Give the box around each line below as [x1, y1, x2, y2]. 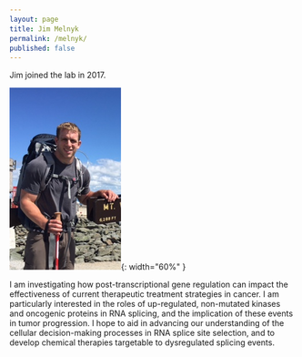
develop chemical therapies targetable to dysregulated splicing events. [9, 337, 276, 348]
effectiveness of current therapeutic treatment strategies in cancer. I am [9, 289, 279, 300]
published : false [9, 44, 75, 53]
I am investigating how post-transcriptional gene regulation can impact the [9, 279, 289, 291]
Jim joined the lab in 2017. [9, 69, 106, 81]
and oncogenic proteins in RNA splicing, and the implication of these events [9, 308, 294, 319]
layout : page [9, 15, 59, 24]
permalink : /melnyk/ [9, 34, 88, 43]
